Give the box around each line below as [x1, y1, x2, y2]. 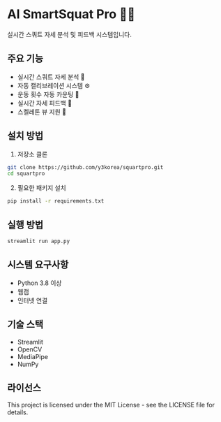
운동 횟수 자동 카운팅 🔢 [17, 90, 79, 99]
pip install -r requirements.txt [7, 198, 105, 205]
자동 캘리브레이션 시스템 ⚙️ [17, 81, 91, 89]
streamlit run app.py [7, 238, 70, 245]
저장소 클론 [17, 150, 48, 158]
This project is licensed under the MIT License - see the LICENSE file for [7, 401, 215, 409]
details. [7, 408, 29, 416]
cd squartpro [7, 170, 45, 177]
